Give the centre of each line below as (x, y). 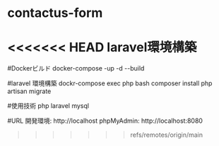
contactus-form (55, 13)
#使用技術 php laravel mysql (48, 106)
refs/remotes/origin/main (167, 135)
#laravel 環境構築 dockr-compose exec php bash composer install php (110, 83)
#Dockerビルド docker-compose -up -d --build (76, 68)
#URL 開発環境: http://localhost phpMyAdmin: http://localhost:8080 (105, 121)
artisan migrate (29, 91)
